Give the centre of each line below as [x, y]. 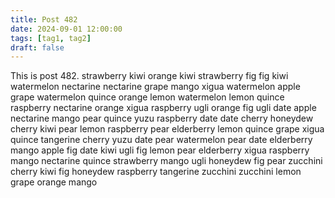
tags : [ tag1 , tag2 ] [51, 38]
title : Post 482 [44, 19]
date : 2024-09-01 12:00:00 [66, 29]
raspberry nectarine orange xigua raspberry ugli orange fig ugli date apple [163, 108]
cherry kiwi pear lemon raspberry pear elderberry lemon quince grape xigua [167, 129]
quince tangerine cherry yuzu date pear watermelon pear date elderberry [161, 140]
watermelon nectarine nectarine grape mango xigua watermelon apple [155, 87]
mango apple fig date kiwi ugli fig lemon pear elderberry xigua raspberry [160, 150]
